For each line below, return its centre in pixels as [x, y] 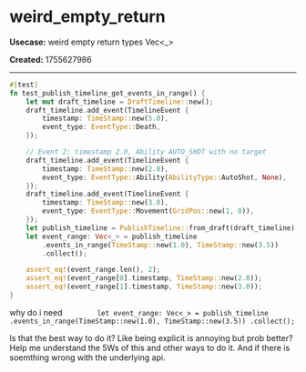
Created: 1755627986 [51, 59]
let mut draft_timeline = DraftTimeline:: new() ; [120, 102]
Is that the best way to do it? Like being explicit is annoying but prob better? [151, 337]
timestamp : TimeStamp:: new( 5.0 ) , [106, 119]
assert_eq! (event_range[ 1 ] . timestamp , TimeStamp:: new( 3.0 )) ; [144, 287]
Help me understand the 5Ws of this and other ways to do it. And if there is [150, 347]
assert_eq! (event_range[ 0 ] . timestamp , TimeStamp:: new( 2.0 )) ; [144, 278]
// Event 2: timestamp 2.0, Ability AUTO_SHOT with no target [146, 152]
